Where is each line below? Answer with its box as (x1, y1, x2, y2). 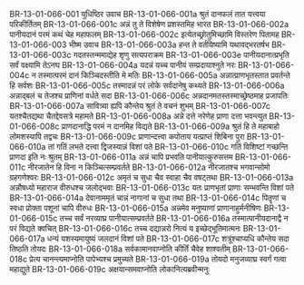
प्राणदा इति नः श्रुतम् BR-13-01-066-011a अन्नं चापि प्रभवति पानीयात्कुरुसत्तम (9, 152, 233, 162)
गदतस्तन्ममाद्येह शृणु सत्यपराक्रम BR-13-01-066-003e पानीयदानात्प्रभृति (73, 50, 290, 60)
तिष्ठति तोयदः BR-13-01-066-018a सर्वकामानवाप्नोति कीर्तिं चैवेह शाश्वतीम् (9, 243, 231, 254)
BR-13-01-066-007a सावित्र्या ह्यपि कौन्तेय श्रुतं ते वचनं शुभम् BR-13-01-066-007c (9, 101, 270, 111)
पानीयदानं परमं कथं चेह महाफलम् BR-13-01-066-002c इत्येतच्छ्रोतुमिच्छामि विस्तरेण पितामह (9, 29, 279, 40)
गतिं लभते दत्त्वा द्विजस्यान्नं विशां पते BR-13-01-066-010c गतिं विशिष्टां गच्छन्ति (55, 142, 289, 152)
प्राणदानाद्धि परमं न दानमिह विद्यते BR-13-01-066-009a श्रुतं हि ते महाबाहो (61, 121, 279, 132)
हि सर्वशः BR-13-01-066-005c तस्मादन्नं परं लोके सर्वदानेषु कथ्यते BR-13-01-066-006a (9, 80, 285, 91)
